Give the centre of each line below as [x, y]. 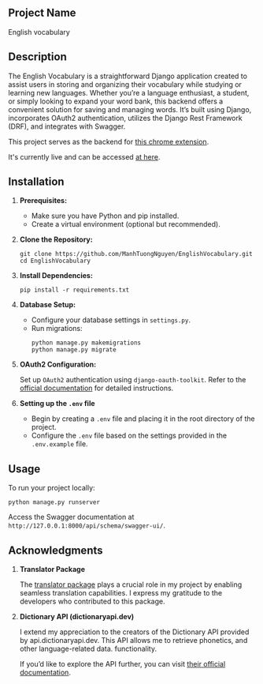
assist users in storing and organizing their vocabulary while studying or [125, 84]
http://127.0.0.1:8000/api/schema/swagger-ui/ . [87, 525]
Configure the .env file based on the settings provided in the [129, 436]
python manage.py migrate [74, 350]
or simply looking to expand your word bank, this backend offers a [116, 101]
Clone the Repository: [56, 239]
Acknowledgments [56, 550]
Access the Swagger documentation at [71, 517]
